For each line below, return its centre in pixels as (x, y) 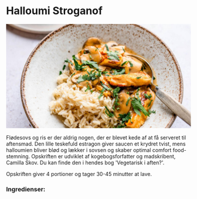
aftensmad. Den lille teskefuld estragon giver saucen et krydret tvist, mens (96, 144)
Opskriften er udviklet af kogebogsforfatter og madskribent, (103, 156)
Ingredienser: (26, 189)
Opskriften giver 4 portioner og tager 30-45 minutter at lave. (79, 174)
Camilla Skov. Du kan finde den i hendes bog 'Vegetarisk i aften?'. (85, 162)
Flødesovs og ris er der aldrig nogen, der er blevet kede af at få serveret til (96, 137)
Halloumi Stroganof (54, 11)
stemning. (18, 156)
